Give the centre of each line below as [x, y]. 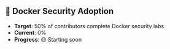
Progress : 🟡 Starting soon [48, 39]
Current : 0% [30, 32]
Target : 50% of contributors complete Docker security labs [89, 26]
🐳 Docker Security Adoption [60, 11]
